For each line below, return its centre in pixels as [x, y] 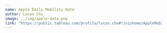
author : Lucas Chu [24, 14]
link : [11, 23]
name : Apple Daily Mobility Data [40, 9]
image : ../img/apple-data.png [37, 18]
